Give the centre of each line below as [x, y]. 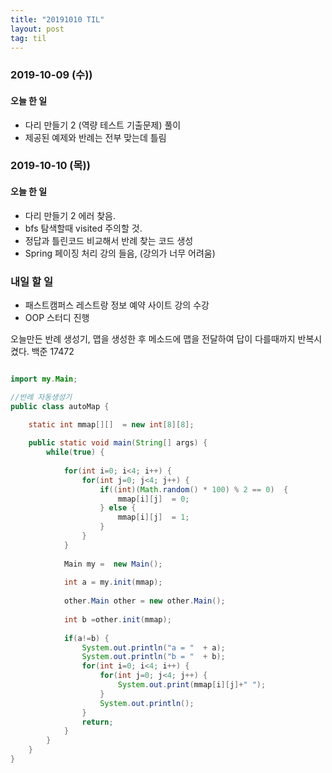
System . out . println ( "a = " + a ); [153, 647]
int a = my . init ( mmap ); [113, 582]
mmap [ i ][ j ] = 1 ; [153, 517]
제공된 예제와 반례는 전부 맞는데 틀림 [95, 137]
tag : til [28, 38]
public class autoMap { [60, 406]
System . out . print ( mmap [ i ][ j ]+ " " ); [192, 685]
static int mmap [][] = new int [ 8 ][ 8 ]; [111, 424]
